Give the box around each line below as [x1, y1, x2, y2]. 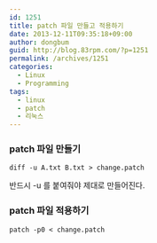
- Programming [17, 79, 69, 88]
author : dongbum [9, 37, 69, 47]
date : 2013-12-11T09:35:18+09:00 [9, 29, 133, 38]
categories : [9, 63, 53, 72]
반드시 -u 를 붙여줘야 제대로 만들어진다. [9, 180, 145, 191]
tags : [9, 87, 29, 96]
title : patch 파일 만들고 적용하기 [9, 21, 124, 30]
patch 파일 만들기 [9, 143, 82, 155]
